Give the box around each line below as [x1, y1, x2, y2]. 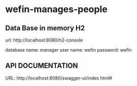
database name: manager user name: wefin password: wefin [5, 47, 132, 53]
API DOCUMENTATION [5, 62, 78, 70]
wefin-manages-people [5, 4, 108, 15]
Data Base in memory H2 [5, 24, 85, 32]
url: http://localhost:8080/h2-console [5, 37, 83, 43]
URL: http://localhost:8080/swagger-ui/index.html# [5, 75, 113, 81]
